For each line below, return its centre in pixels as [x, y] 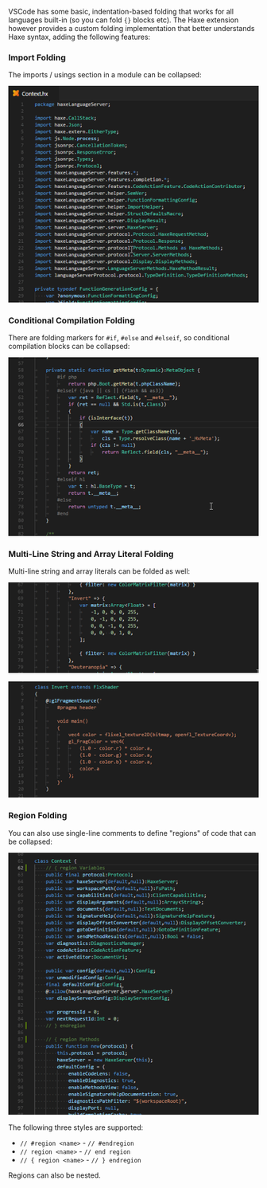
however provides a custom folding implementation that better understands [132, 28]
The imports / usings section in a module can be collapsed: [105, 75]
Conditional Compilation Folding [72, 320]
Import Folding [37, 57]
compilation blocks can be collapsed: [69, 347]
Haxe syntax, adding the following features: [79, 37]
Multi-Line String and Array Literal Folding [91, 554]
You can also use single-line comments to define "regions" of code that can [132, 833]
